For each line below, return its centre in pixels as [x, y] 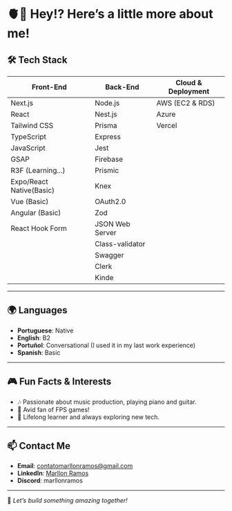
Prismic [107, 170]
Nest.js [106, 114]
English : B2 [33, 337]
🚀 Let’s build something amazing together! [67, 501]
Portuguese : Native [45, 331]
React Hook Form [39, 228]
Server [105, 233]
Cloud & [189, 83]
